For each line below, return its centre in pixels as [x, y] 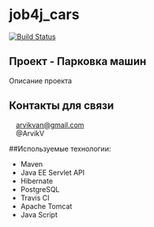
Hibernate [37, 181]
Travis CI [35, 198]
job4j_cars [44, 15]
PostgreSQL [40, 189]
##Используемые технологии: [60, 148]
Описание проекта [41, 80]
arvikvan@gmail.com [50, 125]
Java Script [39, 214]
